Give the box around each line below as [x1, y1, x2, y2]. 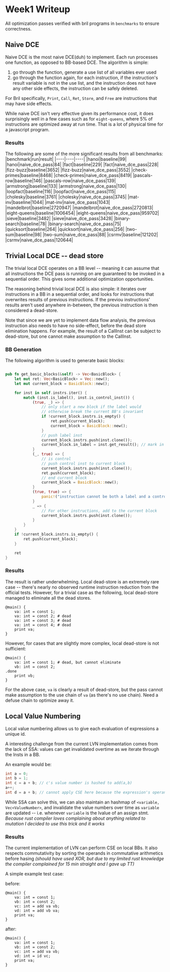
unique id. [5, 731, 26, 737]
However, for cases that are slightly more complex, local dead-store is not [5, 640, 159, 646]
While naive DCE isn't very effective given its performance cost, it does [5, 110, 154, 116]
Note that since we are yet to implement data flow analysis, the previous [5, 317, 156, 323]
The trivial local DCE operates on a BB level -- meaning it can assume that [5, 265, 159, 271]
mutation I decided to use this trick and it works [5, 820, 105, 826]
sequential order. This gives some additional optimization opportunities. [5, 275, 154, 282]
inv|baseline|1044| [5, 199, 44, 205]
